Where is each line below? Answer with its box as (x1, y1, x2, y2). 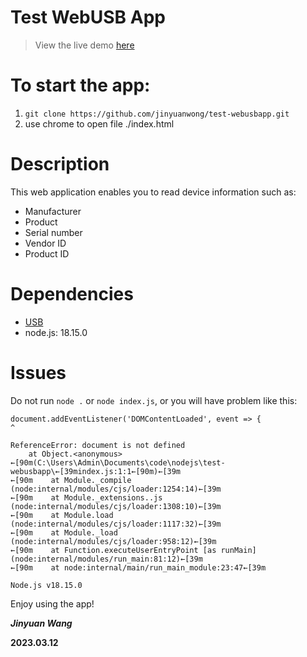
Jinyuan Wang (10, 617, 73, 629)
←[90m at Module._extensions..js (10, 492, 163, 503)
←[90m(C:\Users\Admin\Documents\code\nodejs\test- (10, 457, 226, 468)
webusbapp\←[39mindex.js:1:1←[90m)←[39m (10, 466, 182, 476)
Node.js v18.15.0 (10, 580, 83, 590)
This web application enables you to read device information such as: (10, 186, 297, 198)
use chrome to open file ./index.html (24, 117, 175, 130)
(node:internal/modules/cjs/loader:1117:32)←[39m (10, 519, 222, 529)
